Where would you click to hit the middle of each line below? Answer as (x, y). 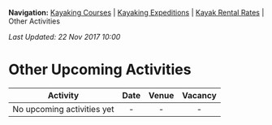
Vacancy (199, 95)
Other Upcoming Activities (100, 70)
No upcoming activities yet (63, 109)
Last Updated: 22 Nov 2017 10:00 (65, 37)
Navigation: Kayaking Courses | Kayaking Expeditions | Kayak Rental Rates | (136, 13)
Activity (63, 95)
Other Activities (35, 21)
